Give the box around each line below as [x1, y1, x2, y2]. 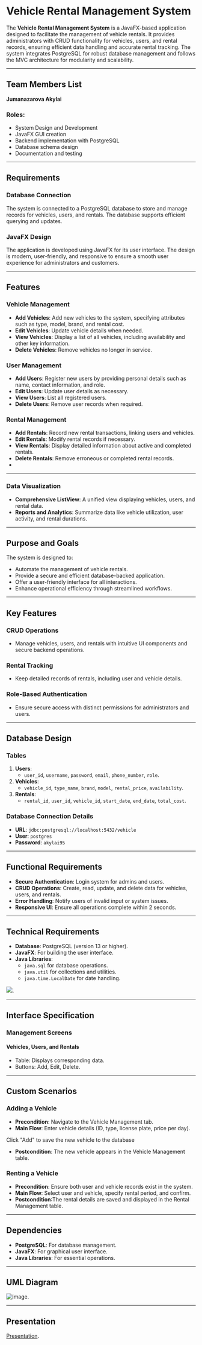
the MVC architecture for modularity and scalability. [6, 56, 134, 63]
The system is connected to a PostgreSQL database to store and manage [6, 204, 188, 212]
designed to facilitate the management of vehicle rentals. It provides [6, 30, 175, 37]
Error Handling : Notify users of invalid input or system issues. [14, 897, 168, 904]
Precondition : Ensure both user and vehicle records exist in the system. [14, 1183, 194, 1190]
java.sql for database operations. [23, 962, 108, 969]
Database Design [6, 733, 72, 744]
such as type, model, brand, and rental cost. [14, 320, 124, 328]
